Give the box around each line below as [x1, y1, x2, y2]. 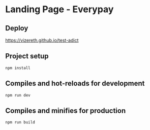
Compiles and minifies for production [5, 107, 126, 115]
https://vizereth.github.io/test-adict [5, 37, 79, 43]
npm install [5, 65, 31, 71]
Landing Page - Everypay [5, 4, 114, 15]
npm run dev [5, 92, 31, 97]
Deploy [5, 24, 28, 32]
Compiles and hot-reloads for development [5, 79, 145, 88]
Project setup [5, 52, 49, 60]
